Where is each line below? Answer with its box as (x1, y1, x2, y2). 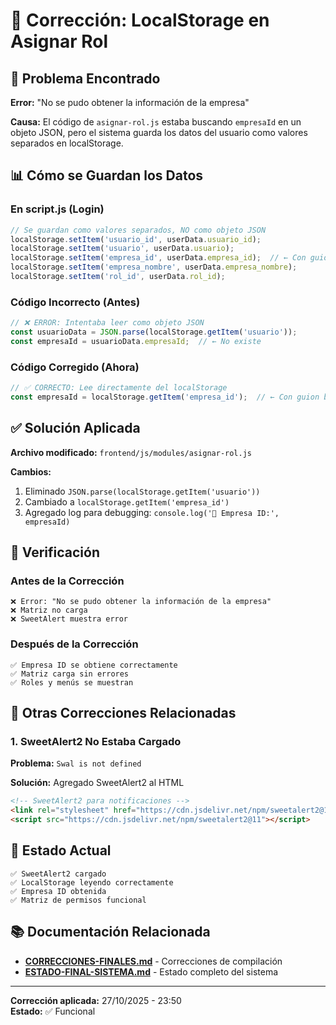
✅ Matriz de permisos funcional (10, 895, 147, 905)
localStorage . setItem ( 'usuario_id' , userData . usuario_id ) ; (10, 234, 262, 244)
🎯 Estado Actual (10, 842, 112, 859)
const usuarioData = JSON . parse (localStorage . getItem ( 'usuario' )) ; (10, 327, 298, 338)
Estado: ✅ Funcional (10, 1005, 96, 1017)
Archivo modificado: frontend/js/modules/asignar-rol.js (10, 446, 252, 458)
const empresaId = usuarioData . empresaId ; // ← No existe (10, 336, 262, 346)
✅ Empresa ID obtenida (10, 886, 107, 896)
